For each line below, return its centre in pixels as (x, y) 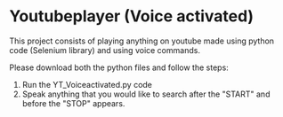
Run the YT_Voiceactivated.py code (87, 84)
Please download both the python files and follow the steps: (119, 67)
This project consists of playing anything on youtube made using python (141, 41)
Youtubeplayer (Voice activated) (132, 16)
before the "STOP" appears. (73, 103)
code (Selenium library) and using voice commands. (105, 50)
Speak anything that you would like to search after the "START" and (146, 94)
